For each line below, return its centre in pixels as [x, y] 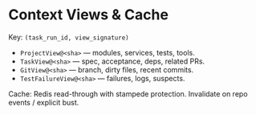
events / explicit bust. [44, 102]
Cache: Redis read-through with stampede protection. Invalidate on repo [128, 93]
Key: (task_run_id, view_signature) [69, 37]
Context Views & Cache [88, 15]
